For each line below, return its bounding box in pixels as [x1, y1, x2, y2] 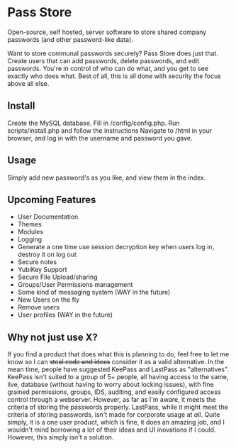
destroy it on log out [17, 250, 77, 259]
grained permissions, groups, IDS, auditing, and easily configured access [7, 388, 221, 396]
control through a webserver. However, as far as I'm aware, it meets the [7, 395, 216, 404]
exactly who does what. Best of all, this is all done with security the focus [7, 72, 222, 80]
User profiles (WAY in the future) [17, 310, 113, 319]
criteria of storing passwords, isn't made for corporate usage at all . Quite [7, 410, 220, 419]
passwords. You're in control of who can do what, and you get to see [7, 64, 209, 72]
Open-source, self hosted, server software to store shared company [7, 28, 207, 36]
